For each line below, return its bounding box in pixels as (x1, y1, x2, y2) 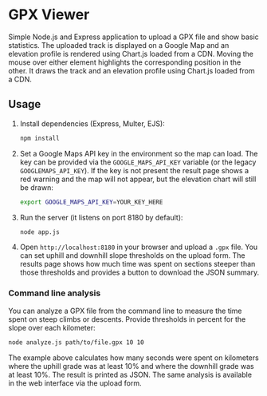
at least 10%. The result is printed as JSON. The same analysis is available (8, 370, 253, 379)
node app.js (19, 228, 60, 236)
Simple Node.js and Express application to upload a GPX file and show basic (8, 32, 259, 42)
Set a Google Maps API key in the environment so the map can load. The (19, 148, 258, 158)
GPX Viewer (8, 6, 90, 24)
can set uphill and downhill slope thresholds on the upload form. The (19, 251, 245, 260)
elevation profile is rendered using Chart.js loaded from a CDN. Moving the (8, 49, 253, 58)
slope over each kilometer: (8, 323, 96, 332)
